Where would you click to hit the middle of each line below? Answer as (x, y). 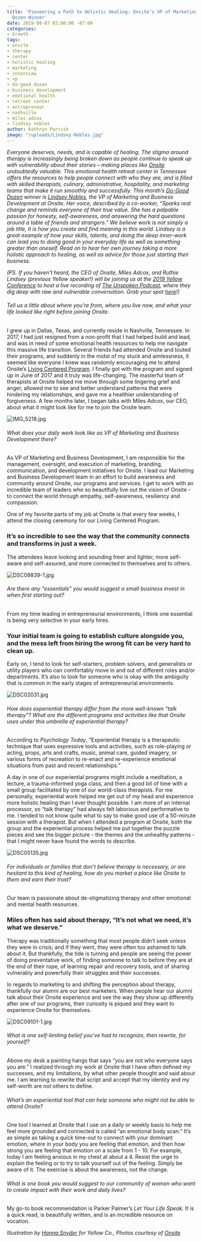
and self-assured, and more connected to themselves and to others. (108, 563)
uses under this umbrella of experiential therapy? (67, 721)
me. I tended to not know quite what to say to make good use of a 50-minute (101, 816)
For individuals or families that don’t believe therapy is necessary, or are (97, 866)
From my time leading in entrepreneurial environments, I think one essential (100, 613)
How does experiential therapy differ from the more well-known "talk (92, 709)
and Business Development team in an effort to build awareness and (91, 477)
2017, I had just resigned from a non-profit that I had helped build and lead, (99, 337)
